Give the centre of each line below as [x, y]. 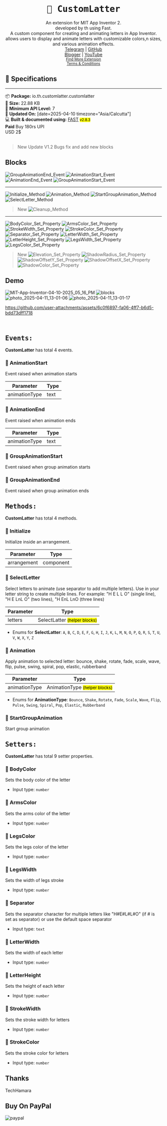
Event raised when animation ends [41, 420]
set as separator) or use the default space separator [59, 919]
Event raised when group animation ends [47, 491]
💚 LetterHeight [23, 975]
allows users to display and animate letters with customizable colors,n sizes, [83, 38]
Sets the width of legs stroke [35, 880]
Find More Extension [83, 59]
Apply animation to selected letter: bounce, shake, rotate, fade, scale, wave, [83, 661]
